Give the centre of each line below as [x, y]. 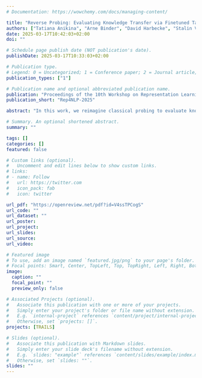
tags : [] [17, 138]
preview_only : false [37, 288]
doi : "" [16, 40]
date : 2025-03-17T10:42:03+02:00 [48, 34]
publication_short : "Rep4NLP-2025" [51, 100]
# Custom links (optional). [41, 160]
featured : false [26, 149]
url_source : [21, 238]
